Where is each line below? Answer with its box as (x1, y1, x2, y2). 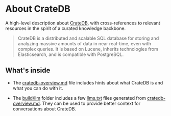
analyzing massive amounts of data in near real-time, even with (17, 40, 152, 46)
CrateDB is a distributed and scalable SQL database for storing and (17, 35, 159, 41)
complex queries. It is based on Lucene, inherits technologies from (17, 46, 158, 52)
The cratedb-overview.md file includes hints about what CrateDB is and (12, 79, 163, 85)
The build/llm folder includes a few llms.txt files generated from (12, 95, 146, 101)
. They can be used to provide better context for (39, 100, 141, 106)
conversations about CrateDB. (12, 105, 77, 112)
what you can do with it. (12, 85, 63, 91)
